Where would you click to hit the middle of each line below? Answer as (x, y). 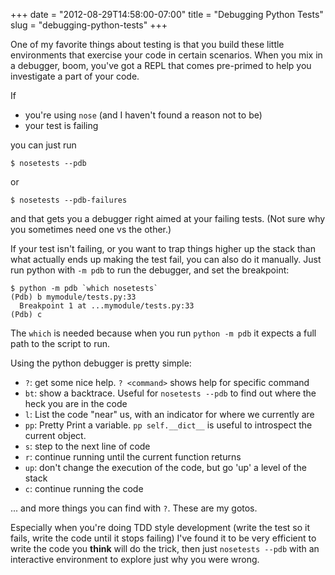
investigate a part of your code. (75, 76)
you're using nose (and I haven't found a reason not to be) (143, 115)
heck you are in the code (76, 403)
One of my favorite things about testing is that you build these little (147, 44)
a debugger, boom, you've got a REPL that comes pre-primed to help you (161, 65)
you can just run (43, 145)
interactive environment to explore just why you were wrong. (135, 559)
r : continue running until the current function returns (133, 457)
